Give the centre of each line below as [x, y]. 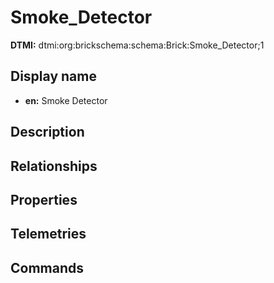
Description [47, 132]
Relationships [54, 166]
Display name [53, 76]
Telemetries [48, 234]
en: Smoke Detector [66, 100]
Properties [44, 199]
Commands [47, 267]
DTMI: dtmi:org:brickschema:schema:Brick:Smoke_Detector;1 [137, 45]
